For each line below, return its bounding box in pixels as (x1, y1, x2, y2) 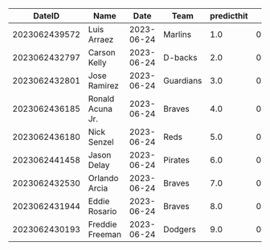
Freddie (88, 219, 117, 230)
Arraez (88, 34, 114, 45)
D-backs (163, 52, 198, 63)
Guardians (163, 76, 202, 86)
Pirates (163, 154, 190, 166)
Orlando (88, 173, 119, 183)
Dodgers (163, 224, 197, 235)
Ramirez (88, 80, 119, 91)
